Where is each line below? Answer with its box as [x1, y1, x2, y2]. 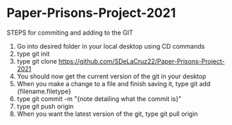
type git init [16, 49, 50, 58]
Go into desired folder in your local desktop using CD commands [16, 42, 205, 50]
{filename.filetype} [16, 87, 71, 95]
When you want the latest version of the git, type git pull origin [16, 109, 198, 118]
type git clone [16, 56, 57, 65]
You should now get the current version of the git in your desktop [16, 72, 207, 81]
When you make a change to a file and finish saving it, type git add [16, 79, 211, 88]
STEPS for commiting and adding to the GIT [6, 28, 133, 37]
